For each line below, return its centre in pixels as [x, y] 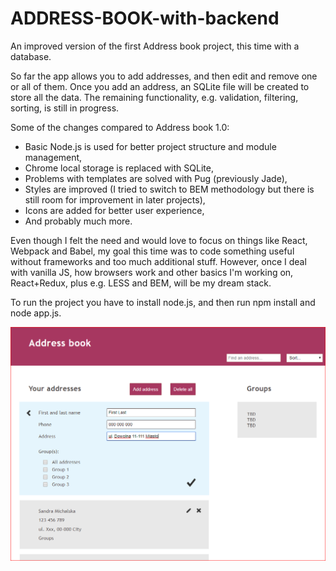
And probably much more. [78, 221]
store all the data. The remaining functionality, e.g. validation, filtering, [154, 97]
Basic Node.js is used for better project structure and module [150, 146]
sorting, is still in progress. [65, 108]
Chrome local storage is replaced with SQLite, [119, 168]
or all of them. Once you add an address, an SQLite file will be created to [160, 86]
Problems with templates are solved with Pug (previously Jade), [156, 178]
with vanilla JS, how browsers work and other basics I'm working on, [152, 272]
